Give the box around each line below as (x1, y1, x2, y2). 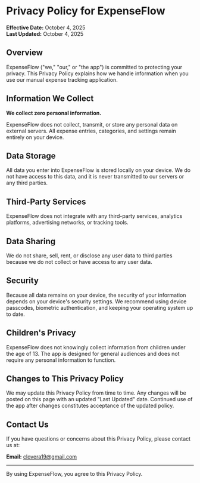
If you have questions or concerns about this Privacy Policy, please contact (6, 435, 191, 442)
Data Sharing (6, 236, 56, 246)
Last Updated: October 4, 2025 (6, 30, 84, 37)
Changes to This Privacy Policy (6, 374, 124, 384)
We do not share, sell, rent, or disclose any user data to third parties (6, 252, 173, 259)
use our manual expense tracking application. (6, 76, 118, 83)
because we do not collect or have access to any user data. (6, 259, 153, 265)
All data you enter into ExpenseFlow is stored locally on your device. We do (6, 167, 191, 174)
